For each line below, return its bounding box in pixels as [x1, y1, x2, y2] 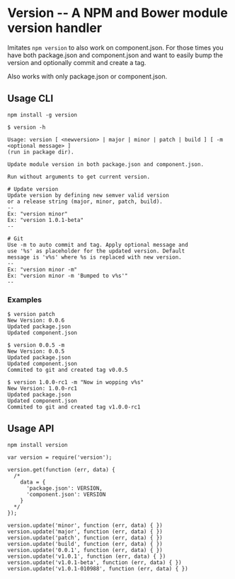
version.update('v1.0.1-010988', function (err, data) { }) [7, 565, 189, 572]
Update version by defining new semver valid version [7, 192, 170, 199]
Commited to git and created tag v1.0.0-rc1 [7, 404, 141, 411]
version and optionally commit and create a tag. [7, 58, 147, 66]
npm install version [7, 441, 69, 448]
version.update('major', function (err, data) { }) [7, 528, 163, 535]
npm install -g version [7, 111, 78, 118]
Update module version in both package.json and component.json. [7, 160, 204, 168]
